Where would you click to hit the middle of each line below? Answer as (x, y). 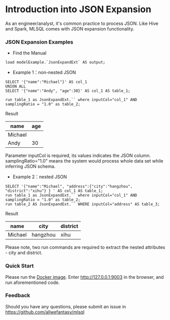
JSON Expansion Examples (39, 42)
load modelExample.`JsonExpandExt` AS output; (55, 62)
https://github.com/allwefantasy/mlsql (45, 312)
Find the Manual (29, 53)
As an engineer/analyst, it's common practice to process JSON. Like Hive (82, 23)
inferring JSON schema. (30, 167)
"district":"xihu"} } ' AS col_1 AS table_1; (54, 191)
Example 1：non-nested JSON (44, 73)
